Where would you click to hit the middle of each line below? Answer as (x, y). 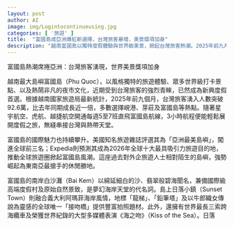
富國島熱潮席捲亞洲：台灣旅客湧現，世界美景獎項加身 (84, 66)
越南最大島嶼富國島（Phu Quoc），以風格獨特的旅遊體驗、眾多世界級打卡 (111, 81)
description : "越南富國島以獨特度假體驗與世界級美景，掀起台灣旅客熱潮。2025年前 (113, 46)
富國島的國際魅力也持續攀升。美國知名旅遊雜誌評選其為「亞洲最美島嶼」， (112, 139)
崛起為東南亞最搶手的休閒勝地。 (53, 166)
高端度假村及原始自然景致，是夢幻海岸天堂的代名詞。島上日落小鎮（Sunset (115, 189)
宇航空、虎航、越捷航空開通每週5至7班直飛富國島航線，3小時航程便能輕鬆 (113, 116)
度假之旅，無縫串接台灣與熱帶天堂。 (65, 125)
